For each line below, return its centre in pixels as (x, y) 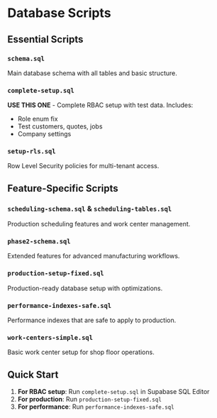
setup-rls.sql (32, 152)
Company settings (44, 134)
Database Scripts (59, 13)
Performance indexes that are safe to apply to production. (92, 320)
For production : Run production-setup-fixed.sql (89, 400)
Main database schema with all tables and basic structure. (92, 73)
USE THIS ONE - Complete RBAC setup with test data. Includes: (100, 105)
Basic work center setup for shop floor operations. (81, 352)
